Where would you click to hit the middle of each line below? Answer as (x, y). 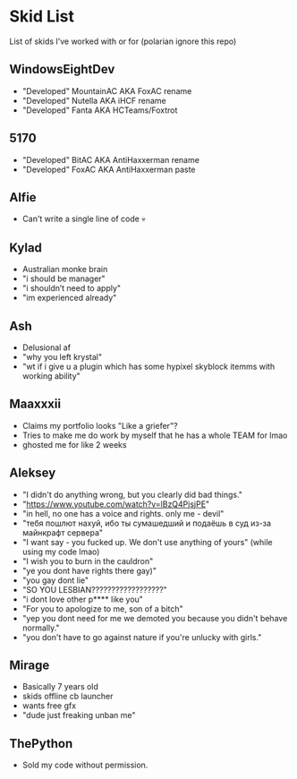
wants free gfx (49, 706)
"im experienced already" (69, 298)
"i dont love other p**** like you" (82, 599)
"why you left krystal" (62, 357)
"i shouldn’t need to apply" (72, 288)
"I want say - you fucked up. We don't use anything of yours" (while (147, 542)
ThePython (41, 744)
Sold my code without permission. (85, 765)
